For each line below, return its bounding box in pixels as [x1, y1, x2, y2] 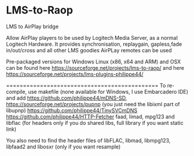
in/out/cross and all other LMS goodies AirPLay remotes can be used [6, 46, 172, 53]
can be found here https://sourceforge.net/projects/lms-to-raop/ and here [6, 64, 185, 71]
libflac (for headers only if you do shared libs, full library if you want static [6, 119, 184, 126]
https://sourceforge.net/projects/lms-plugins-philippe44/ [6, 70, 144, 77]
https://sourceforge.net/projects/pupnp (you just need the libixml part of [6, 100, 180, 107]
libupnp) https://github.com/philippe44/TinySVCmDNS [6, 107, 137, 114]
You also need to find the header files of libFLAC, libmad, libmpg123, [6, 137, 171, 144]
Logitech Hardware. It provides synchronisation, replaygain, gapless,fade [6, 40, 182, 48]
